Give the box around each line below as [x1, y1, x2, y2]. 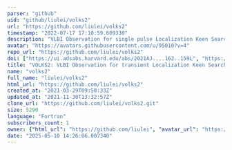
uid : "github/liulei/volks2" [7, 17, 91, 24]
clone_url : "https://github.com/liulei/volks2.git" [7, 100, 159, 107]
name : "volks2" [7, 68, 51, 75]
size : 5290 [7, 106, 39, 113]
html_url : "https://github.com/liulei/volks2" [7, 81, 144, 88]
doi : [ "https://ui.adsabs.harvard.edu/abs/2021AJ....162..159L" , [7, 55, 199, 62]
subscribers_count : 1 [7, 119, 70, 126]
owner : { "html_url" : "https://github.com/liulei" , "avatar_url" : [7, 126, 199, 133]
